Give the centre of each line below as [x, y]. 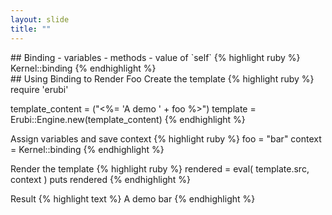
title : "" [31, 29]
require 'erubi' [39, 89]
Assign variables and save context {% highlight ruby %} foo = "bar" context [166, 138]
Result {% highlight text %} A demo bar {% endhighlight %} [133, 198]
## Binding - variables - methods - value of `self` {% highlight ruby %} [155, 57]
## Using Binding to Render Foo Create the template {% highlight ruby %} [162, 78]
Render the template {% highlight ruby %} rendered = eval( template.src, [160, 168]
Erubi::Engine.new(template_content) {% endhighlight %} [128, 119]
